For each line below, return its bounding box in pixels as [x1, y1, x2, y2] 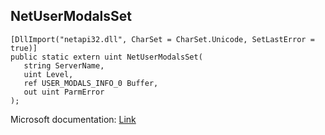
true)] [10, 43, 38, 53]
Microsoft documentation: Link [10, 113, 137, 125]
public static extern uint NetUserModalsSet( [10, 52, 203, 62]
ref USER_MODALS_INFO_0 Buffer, [23, 78, 159, 88]
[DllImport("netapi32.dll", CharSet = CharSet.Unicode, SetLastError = [10, 34, 315, 44]
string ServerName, [23, 60, 105, 71]
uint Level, [23, 69, 74, 79]
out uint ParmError [23, 87, 105, 97]
